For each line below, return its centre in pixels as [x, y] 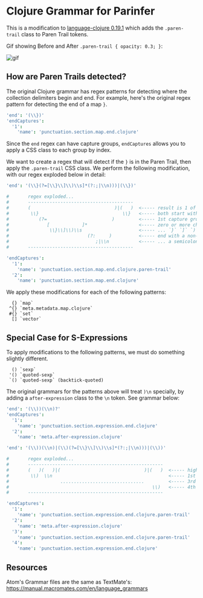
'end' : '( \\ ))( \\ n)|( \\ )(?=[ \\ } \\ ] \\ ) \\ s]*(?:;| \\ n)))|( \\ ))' [86, 448]
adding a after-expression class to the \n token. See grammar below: [93, 398]
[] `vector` [27, 319]
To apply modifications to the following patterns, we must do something [96, 353]
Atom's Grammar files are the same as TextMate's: [69, 582]
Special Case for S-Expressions [67, 338]
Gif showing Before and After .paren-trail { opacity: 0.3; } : [85, 46]
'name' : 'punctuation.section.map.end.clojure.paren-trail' [94, 269]
